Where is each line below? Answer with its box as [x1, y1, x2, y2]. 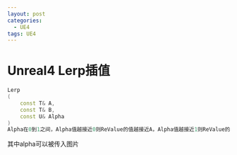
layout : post [7, 10, 46, 18]
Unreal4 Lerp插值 [7, 63, 111, 79]
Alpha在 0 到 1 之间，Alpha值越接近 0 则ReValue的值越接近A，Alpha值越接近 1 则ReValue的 [7, 126, 231, 133]
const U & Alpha [20, 113, 65, 120]
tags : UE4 [7, 30, 37, 38]
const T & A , [20, 100, 55, 107]
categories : [7, 17, 42, 24]
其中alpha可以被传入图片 [7, 139, 79, 149]
